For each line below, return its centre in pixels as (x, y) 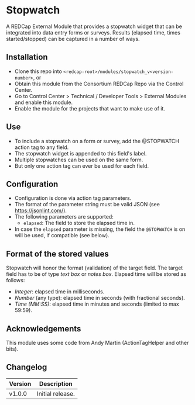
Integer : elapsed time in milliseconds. (59, 292)
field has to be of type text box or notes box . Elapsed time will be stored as (96, 274)
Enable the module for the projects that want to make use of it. (90, 108)
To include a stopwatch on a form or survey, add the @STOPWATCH (97, 141)
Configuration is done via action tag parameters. (73, 198)
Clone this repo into (38, 71)
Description (56, 383)
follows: (16, 281)
